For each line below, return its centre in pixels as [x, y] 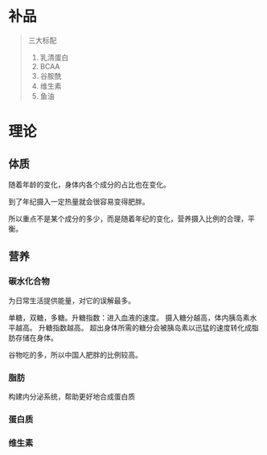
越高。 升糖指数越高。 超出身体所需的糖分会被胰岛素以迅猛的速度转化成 [133, 327]
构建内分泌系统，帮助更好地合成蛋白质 [72, 396]
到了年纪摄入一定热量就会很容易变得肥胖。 [79, 201]
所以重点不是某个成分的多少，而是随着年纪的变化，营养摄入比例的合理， [128, 219]
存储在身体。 [36, 338]
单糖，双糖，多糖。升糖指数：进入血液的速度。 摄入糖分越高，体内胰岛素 [129, 318]
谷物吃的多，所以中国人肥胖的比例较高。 [75, 355]
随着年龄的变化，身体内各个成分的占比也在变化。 [89, 184]
